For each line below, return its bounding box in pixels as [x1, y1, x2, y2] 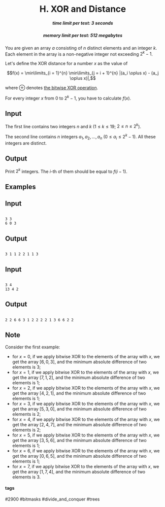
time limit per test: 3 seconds [52, 20, 113, 26]
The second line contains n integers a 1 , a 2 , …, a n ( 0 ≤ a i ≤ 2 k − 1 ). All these [5, 133, 156, 141]
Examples [5, 182, 36, 191]
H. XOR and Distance [39, 3, 127, 15]
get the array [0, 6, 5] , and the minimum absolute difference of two [12, 453, 147, 459]
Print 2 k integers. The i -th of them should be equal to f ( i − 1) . [5, 168, 128, 174]
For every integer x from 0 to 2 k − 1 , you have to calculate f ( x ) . [5, 95, 132, 101]
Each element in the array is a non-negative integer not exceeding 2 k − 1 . [5, 50, 153, 57]
